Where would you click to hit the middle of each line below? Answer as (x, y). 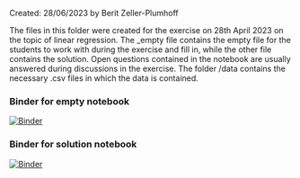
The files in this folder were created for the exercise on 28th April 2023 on (147, 30)
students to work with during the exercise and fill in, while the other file (141, 49)
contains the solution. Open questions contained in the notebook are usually (150, 59)
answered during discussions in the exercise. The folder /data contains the (147, 68)
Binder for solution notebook (73, 145)
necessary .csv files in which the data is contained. (104, 78)
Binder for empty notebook (70, 101)
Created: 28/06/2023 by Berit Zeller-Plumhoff (94, 13)
